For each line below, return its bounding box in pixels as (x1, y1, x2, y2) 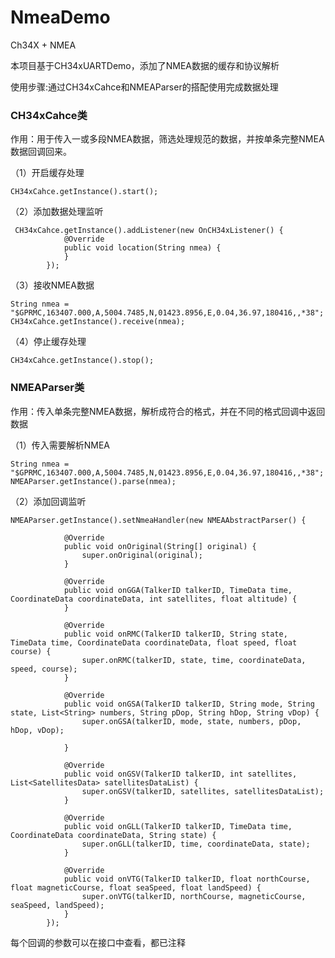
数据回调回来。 (10, 146, 72, 158)
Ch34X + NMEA (10, 39, 77, 51)
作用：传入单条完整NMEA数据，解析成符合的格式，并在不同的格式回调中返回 (10, 405, 326, 417)
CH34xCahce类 (10, 108, 88, 122)
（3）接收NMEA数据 (10, 279, 95, 291)
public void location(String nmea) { (63, 243, 222, 253)
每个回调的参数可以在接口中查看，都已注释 (10, 936, 186, 948)
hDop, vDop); (10, 725, 65, 735)
